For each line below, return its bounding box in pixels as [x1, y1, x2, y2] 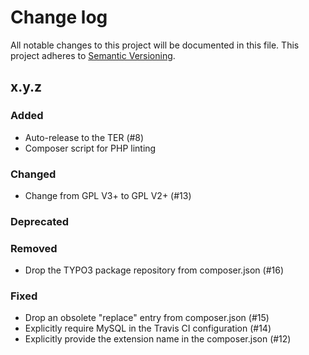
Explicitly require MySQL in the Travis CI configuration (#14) [24, 322, 272, 335]
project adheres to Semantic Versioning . [10, 49, 176, 61]
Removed [10, 241, 58, 255]
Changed [10, 167, 57, 181]
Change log [10, 6, 108, 29]
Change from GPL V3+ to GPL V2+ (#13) [24, 189, 192, 201]
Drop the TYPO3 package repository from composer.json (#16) [24, 264, 284, 276]
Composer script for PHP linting [24, 142, 157, 154]
